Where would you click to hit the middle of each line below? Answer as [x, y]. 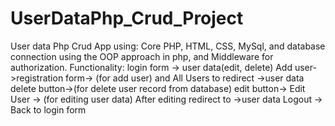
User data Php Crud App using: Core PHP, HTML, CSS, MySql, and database [168, 46]
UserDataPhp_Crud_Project [127, 18]
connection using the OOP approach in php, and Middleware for [142, 56]
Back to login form [48, 109]
